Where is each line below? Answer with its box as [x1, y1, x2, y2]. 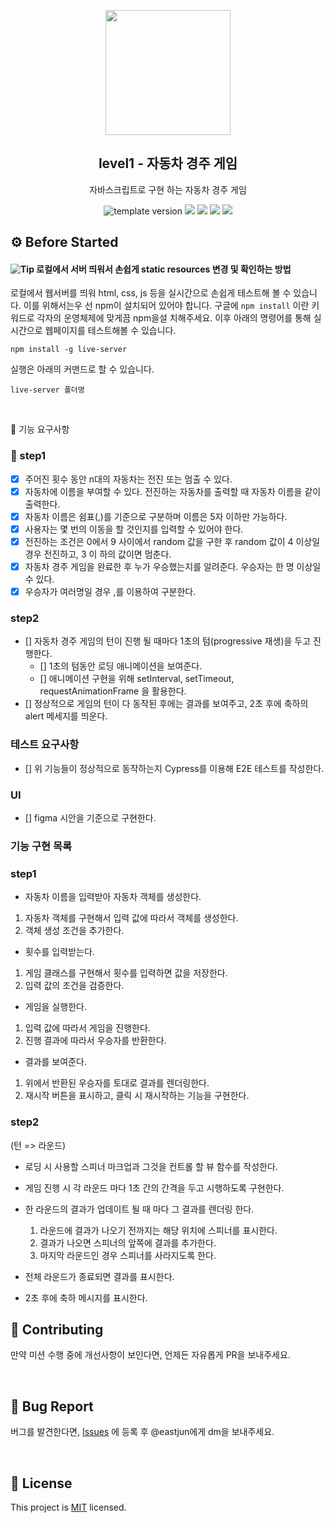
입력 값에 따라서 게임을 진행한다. [24, 1022, 151, 1034]
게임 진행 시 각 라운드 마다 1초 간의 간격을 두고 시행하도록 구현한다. [24, 1181, 285, 1194]
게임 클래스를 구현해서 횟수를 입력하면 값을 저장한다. [24, 967, 228, 979]
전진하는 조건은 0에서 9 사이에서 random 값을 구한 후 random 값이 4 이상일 [24, 535, 321, 547]
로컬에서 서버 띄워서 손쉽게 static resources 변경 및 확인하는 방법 [36, 263, 292, 275]
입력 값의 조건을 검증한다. [24, 980, 125, 992]
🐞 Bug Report [10, 1398, 94, 1415]
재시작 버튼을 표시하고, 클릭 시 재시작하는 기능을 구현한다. [24, 1090, 250, 1102]
